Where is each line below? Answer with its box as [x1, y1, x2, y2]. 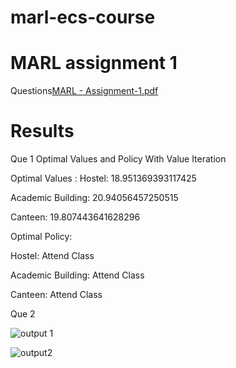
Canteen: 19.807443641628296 [10, 211, 141, 223]
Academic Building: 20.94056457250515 [10, 192, 179, 204]
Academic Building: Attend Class [10, 269, 145, 281]
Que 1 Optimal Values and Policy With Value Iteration [10, 153, 227, 165]
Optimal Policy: [10, 231, 73, 243]
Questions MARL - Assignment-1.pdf [10, 85, 159, 97]
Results [10, 120, 75, 143]
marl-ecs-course [10, 6, 156, 29]
